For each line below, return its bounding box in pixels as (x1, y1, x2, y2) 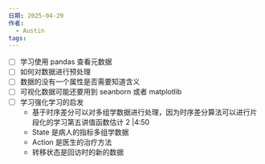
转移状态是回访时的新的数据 (31, 147, 124, 157)
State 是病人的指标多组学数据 (31, 127, 129, 137)
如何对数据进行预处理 (19, 67, 91, 77)
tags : (8, 34, 26, 42)
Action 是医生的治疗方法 (31, 137, 112, 146)
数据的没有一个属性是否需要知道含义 (19, 77, 141, 86)
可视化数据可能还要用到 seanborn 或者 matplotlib (19, 87, 182, 97)
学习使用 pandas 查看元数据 (19, 57, 112, 66)
